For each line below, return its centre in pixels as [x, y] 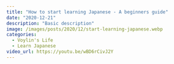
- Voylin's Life [32, 40]
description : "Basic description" [51, 23]
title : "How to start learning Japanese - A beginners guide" [87, 12]
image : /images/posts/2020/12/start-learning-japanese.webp [85, 29]
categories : [21, 35]
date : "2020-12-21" [31, 18]
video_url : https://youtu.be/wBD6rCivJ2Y [60, 52]
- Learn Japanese [34, 46]
